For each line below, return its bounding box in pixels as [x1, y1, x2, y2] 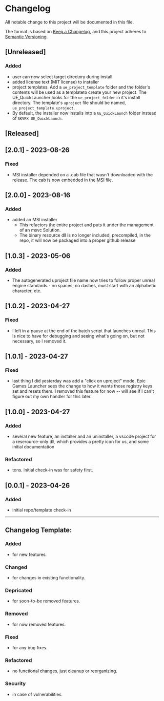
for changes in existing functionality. [12, 575, 85, 581]
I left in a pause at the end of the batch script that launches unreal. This [12, 328, 156, 334]
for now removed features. [12, 621, 66, 627]
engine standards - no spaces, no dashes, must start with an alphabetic [12, 283, 157, 289]
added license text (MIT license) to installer [12, 79, 99, 85]
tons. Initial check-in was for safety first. [12, 467, 94, 473]
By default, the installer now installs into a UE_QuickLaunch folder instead [12, 110, 157, 116]
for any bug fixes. [12, 645, 48, 650]
